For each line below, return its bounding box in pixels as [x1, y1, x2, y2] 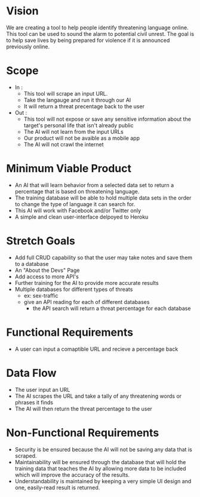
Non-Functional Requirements [6, 426, 159, 440]
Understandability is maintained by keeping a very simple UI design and [14, 477, 192, 484]
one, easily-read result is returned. [14, 484, 100, 491]
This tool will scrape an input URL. [23, 90, 108, 97]
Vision [6, 4, 39, 18]
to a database [14, 260, 49, 267]
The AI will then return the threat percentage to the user [14, 405, 152, 412]
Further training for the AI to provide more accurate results [14, 279, 159, 286]
